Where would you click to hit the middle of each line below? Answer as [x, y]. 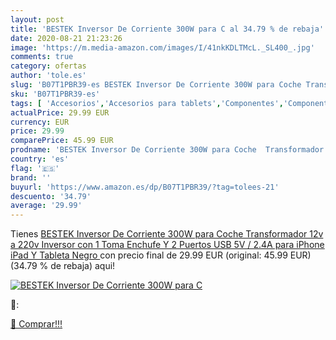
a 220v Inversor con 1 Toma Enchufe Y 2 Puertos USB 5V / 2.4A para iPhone [167, 245]
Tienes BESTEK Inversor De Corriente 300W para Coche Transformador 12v [167, 234]
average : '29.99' [46, 206]
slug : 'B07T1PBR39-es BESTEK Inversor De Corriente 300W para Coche [156, 85]
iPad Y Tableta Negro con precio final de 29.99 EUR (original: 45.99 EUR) [161, 255]
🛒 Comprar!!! [36, 324]
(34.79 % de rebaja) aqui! [63, 266]
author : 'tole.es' [48, 76]
